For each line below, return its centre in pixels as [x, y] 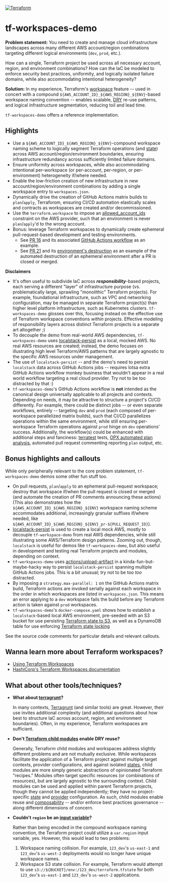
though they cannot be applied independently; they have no [75, 792]
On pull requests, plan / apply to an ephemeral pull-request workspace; [86, 486]
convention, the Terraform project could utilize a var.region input [80, 833]
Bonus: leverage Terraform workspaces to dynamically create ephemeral [88, 229]
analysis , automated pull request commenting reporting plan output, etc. [88, 443]
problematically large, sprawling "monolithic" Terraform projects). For [85, 292]
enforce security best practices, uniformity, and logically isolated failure [80, 73]
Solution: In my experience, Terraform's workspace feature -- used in [78, 89]
